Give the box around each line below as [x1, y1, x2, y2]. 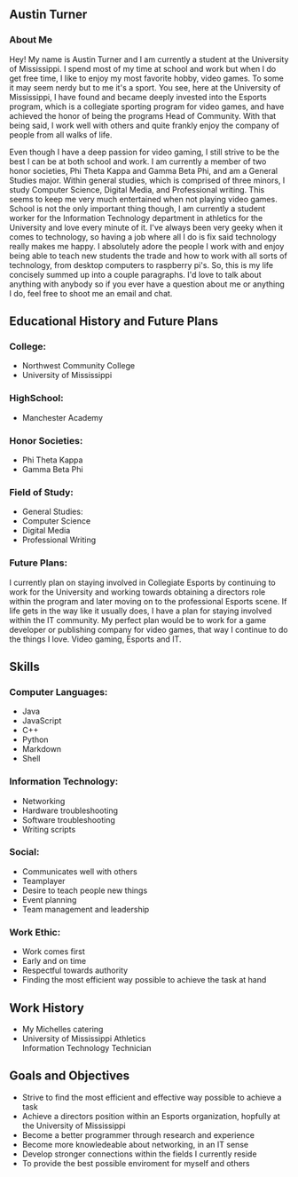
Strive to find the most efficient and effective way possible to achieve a [21, 1092, 282, 1102]
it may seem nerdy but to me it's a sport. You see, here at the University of [9, 82, 281, 92]
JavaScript [21, 715, 62, 726]
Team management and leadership [21, 904, 150, 914]
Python [21, 734, 49, 745]
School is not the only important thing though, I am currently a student [9, 203, 266, 214]
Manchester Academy [21, 412, 104, 423]
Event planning [21, 894, 77, 904]
